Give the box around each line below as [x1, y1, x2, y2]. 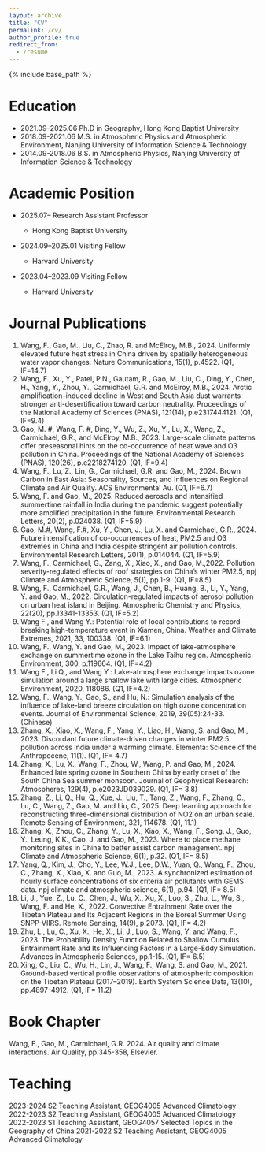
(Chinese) [20, 717, 53, 727]
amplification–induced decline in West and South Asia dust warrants [20, 391, 241, 400]
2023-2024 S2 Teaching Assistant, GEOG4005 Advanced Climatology [9, 1101, 237, 1110]
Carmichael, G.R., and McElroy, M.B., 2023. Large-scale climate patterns [20, 433, 256, 442]
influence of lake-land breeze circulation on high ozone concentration [20, 700, 247, 710]
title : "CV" [9, 19, 48, 27]
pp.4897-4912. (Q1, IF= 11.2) [20, 985, 112, 994]
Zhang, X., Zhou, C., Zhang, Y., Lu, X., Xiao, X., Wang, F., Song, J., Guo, [20, 826, 252, 835]
